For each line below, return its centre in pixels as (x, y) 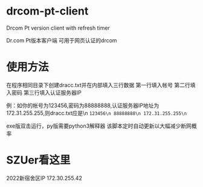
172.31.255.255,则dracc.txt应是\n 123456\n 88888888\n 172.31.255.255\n (97, 113)
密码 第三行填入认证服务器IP (46, 93)
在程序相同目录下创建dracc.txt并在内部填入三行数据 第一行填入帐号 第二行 (98, 85)
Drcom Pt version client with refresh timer (58, 28)
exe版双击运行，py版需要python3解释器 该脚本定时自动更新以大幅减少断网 (99, 126)
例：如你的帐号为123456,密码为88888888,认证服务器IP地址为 (83, 105)
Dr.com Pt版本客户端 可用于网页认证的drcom (62, 40)
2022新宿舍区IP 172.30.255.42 (44, 178)
